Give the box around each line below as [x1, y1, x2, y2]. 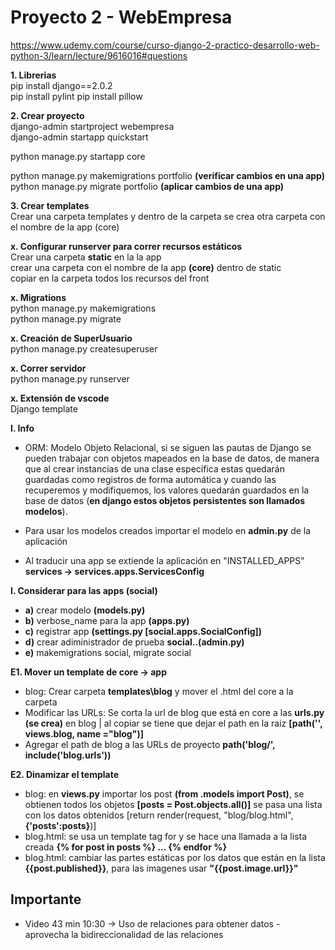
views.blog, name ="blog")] [24, 727, 144, 740]
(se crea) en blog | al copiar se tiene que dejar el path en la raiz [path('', [24, 717, 323, 729]
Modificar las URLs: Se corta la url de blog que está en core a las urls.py [24, 706, 325, 718]
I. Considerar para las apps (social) [10, 584, 158, 596]
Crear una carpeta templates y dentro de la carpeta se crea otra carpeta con [10, 210, 326, 222]
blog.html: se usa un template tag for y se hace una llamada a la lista [24, 830, 308, 842]
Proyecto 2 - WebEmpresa [10, 6, 233, 29]
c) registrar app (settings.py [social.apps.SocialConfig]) [24, 625, 263, 637]
